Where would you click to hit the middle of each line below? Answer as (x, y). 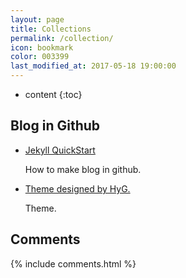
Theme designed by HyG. (77, 188)
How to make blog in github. (83, 169)
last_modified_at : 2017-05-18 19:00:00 (93, 66)
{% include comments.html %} (73, 263)
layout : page (37, 19)
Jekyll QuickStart (60, 150)
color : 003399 (40, 57)
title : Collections (51, 29)
